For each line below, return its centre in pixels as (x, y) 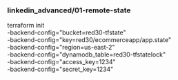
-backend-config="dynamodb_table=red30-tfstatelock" (87, 54)
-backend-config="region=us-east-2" (61, 48)
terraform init (26, 26)
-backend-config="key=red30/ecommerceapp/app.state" (89, 40)
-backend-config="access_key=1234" (61, 62)
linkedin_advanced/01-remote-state (69, 10)
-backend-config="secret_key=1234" (60, 69)
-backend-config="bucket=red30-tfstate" (67, 32)
